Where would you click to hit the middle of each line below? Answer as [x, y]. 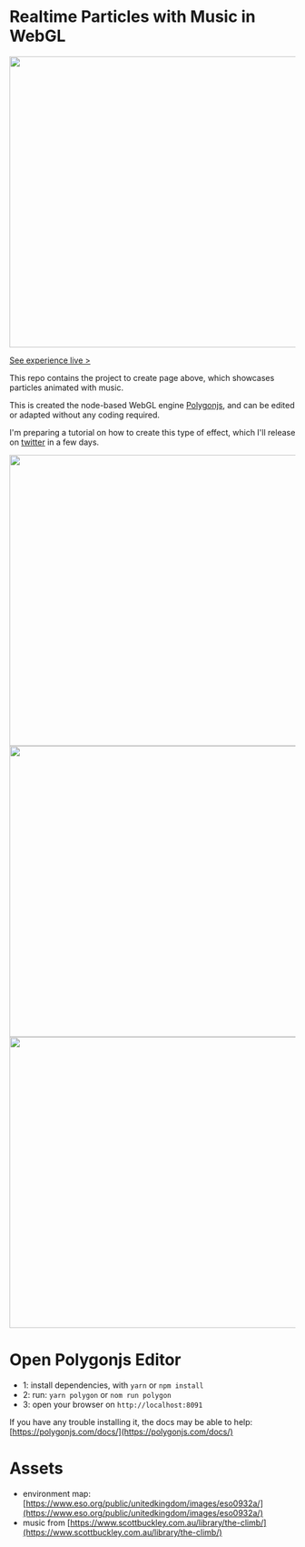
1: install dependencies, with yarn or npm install [113, 1385]
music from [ [46, 1522]
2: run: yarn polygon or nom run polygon [97, 1394]
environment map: [56, 1493]
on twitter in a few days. [54, 442]
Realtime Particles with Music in [133, 17]
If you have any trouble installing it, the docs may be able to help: [131, 1421]
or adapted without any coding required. [85, 415]
